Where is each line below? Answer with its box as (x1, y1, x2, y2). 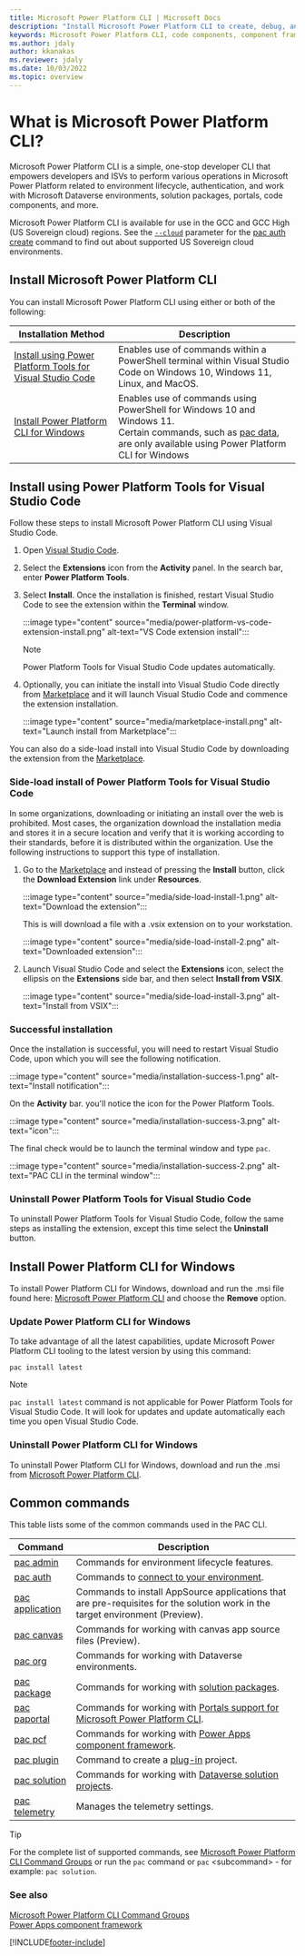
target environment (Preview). (75, 1608, 204, 1621)
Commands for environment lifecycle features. (75, 1556, 274, 1569)
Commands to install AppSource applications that (75, 1586, 287, 1598)
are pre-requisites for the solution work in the (75, 1597, 271, 1610)
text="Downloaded (22, 945, 93, 956)
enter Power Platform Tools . (22, 572, 130, 583)
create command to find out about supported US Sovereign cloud (9, 236, 254, 247)
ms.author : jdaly (9, 38, 75, 48)
